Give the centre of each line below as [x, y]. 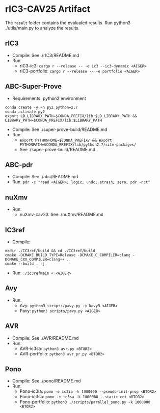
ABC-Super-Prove [33, 86]
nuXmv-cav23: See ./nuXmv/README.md [62, 215]
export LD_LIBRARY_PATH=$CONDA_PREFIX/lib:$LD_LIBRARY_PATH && [71, 116]
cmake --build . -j [25, 264]
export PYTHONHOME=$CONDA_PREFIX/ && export [66, 140]
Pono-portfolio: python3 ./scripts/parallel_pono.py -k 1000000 [85, 402]
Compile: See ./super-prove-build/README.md [60, 129]
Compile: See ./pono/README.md [46, 381]
